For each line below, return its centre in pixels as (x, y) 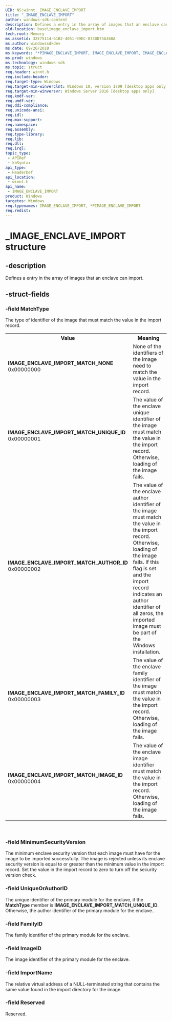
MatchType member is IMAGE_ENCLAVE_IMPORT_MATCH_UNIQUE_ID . (82, 905)
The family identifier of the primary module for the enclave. (68, 935)
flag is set (145, 569)
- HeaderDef (20, 172)
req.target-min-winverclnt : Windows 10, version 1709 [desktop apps (80, 86)
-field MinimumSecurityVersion (46, 842)
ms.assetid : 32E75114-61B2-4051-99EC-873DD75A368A (60, 39)
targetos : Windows (25, 201)
